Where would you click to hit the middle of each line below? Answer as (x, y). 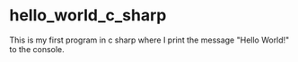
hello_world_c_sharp (88, 15)
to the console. (37, 49)
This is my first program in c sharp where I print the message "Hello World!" (149, 40)
